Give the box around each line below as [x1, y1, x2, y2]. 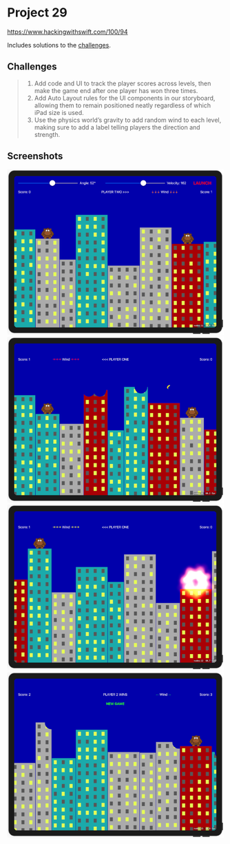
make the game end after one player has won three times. [34, 86, 198, 94]
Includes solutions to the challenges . [7, 41, 112, 49]
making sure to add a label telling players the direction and [34, 123, 201, 131]
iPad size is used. [34, 108, 84, 116]
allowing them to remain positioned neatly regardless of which [34, 101, 211, 109]
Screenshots [7, 150, 63, 162]
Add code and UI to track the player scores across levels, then [34, 79, 211, 87]
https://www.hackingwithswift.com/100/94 [7, 28, 129, 36]
